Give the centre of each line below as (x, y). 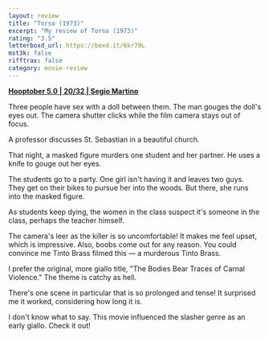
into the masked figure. (47, 196)
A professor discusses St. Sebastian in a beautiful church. (104, 139)
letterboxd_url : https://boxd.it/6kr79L (77, 46)
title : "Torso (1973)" (46, 23)
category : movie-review (48, 68)
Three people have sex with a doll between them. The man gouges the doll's (135, 106)
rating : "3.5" (32, 38)
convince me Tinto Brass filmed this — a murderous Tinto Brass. (115, 253)
